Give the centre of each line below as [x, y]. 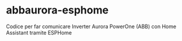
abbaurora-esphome [57, 10]
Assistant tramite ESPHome [39, 32]
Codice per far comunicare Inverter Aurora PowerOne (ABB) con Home [91, 26]
